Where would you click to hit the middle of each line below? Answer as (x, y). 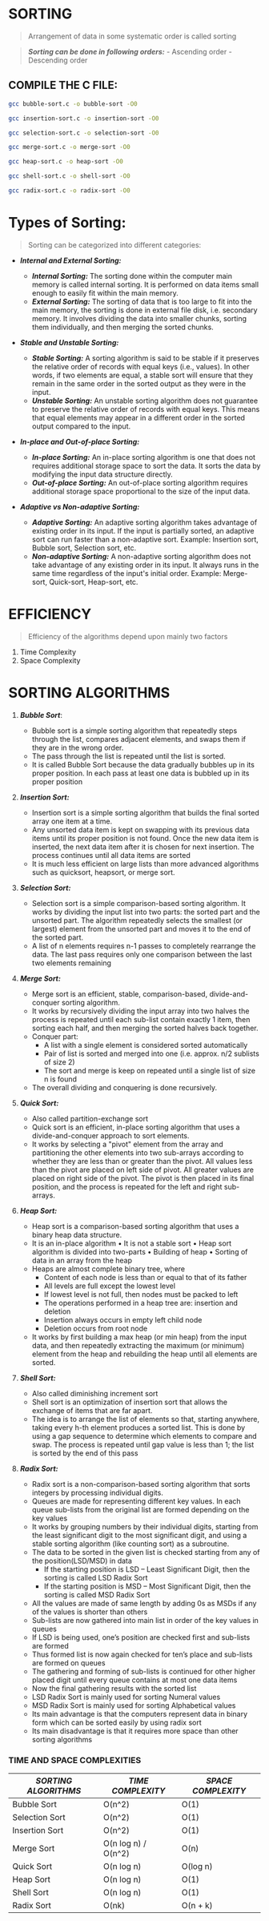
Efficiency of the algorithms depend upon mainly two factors (128, 636)
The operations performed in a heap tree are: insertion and (141, 1303)
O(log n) (197, 1866)
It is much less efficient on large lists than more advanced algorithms (145, 864)
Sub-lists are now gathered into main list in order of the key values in (145, 1620)
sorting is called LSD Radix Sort (96, 1577)
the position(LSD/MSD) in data (82, 1561)
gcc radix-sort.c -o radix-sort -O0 (69, 191)
